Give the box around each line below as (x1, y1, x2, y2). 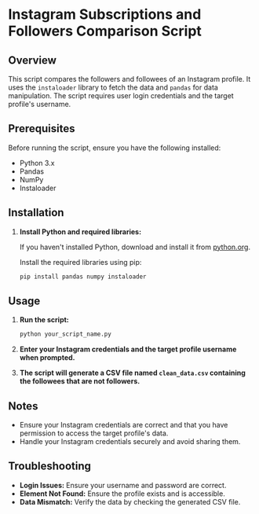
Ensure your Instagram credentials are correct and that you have (19, 420, 228, 429)
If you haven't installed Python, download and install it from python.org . (19, 242, 251, 251)
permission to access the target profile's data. (19, 428, 169, 438)
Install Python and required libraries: (19, 226, 142, 237)
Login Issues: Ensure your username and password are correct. (19, 480, 227, 490)
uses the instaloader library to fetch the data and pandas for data (8, 83, 218, 92)
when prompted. (19, 353, 75, 362)
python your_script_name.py (19, 330, 111, 339)
